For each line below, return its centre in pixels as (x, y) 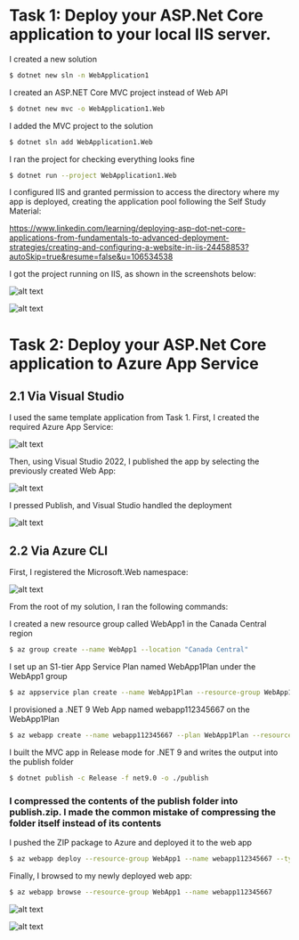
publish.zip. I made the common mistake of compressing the (142, 812)
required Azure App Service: (61, 427)
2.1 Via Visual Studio (67, 397)
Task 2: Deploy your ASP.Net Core (138, 344)
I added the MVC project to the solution (81, 126)
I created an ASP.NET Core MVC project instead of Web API (119, 92)
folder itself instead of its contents (85, 822)
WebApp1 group (39, 677)
